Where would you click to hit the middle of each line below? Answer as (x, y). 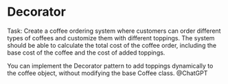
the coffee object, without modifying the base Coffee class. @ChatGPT (107, 73)
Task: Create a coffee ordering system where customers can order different (114, 31)
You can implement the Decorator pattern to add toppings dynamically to (110, 66)
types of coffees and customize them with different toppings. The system (111, 38)
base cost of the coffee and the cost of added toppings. (86, 53)
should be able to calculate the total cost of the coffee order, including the (112, 45)
